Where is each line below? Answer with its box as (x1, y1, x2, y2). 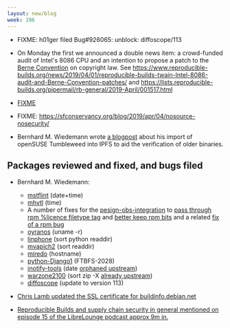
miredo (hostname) (27, 250, 82, 258)
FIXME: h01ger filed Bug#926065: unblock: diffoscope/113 (16, 35, 182, 43)
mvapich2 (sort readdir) (27, 242, 95, 251)
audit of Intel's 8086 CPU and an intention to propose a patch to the (16, 56, 209, 64)
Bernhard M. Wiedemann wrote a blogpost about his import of (16, 132, 193, 141)
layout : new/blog (7, 10, 57, 17)
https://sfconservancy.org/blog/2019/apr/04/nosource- (38, 111, 196, 120)
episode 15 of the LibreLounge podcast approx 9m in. (16, 313, 169, 321)
